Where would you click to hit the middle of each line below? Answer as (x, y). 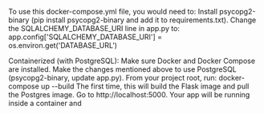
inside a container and (45, 103)
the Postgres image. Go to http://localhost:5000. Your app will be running (129, 94)
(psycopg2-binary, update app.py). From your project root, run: (113, 78)
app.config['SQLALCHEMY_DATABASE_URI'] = (85, 37)
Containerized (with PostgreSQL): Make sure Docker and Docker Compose (132, 61)
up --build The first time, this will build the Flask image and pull (145, 86)
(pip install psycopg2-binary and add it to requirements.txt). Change (144, 20)
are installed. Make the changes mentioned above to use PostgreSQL (122, 69)
